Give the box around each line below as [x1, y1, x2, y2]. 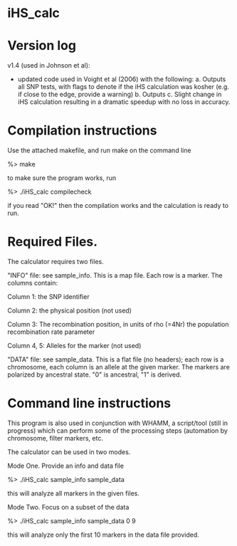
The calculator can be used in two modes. [7, 447, 131, 456]
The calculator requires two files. [7, 258, 105, 266]
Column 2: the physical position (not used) [7, 306, 132, 315]
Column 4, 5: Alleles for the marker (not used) [7, 342, 142, 350]
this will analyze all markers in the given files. [7, 489, 140, 498]
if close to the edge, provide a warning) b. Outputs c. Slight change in [17, 90, 222, 99]
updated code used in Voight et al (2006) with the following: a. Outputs [17, 75, 226, 83]
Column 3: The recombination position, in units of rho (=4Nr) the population [7, 320, 229, 328]
